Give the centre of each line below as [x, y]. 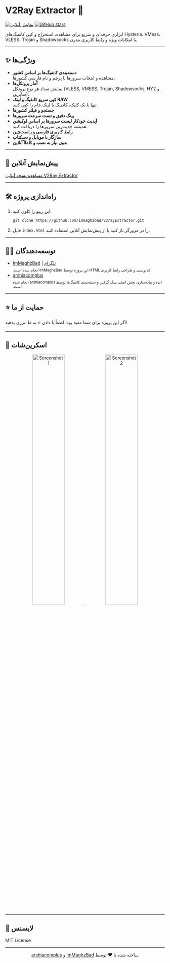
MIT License [18, 940]
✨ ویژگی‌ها [20, 60]
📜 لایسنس [19, 928]
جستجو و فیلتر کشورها [33, 110]
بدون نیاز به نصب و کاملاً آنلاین [40, 142]
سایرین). [21, 94]
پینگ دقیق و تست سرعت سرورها [43, 115]
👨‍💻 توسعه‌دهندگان [30, 251]
